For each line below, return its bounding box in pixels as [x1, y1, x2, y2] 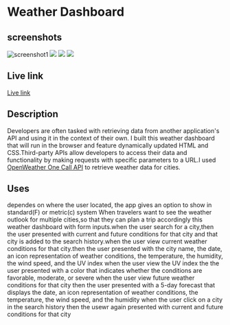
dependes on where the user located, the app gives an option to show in [7, 201, 212, 209]
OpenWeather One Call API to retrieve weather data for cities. [7, 162, 181, 171]
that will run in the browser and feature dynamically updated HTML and [7, 141, 209, 149]
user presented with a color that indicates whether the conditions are [7, 267, 203, 275]
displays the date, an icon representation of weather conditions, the [7, 289, 198, 297]
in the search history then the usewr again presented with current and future [7, 303, 224, 311]
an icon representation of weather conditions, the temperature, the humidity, [7, 252, 223, 261]
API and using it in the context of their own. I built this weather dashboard [7, 134, 215, 142]
